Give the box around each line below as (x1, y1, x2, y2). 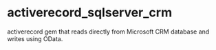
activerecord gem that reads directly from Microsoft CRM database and (7, 27, 210, 36)
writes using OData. (7, 34, 63, 42)
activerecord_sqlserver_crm (7, 5, 173, 21)
